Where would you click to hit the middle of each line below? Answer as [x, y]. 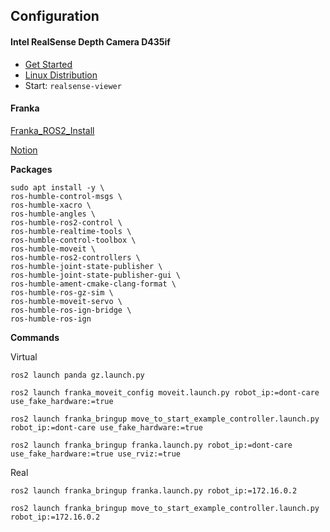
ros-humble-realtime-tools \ [71, 231]
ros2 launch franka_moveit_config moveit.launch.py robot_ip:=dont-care [165, 392]
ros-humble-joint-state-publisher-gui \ [96, 275]
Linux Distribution [61, 75]
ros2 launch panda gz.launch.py [77, 375]
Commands [35, 337]
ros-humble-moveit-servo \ [66, 301]
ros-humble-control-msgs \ [66, 196]
